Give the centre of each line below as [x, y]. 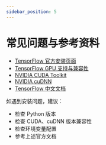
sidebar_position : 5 [32, 12]
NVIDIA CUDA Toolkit [41, 75]
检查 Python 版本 [35, 113]
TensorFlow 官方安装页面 [45, 61]
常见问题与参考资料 [53, 43]
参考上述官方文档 [36, 136]
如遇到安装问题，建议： [35, 101]
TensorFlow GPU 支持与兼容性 [52, 68]
